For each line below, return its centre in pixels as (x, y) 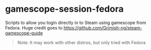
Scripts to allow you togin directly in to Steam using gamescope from (76, 23)
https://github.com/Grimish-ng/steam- (103, 27)
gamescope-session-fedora (65, 9)
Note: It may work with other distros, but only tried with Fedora (81, 42)
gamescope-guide (24, 33)
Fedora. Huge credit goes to (34, 27)
